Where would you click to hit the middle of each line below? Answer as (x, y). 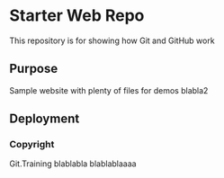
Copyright (32, 145)
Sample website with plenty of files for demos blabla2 (109, 90)
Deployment (45, 119)
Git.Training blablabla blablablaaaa (73, 164)
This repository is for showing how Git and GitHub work (112, 40)
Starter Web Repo (77, 16)
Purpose (34, 69)
